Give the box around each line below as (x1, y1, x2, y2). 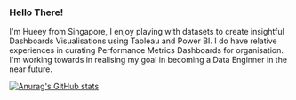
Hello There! (9, 6, 64, 19)
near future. (9, 64, 53, 74)
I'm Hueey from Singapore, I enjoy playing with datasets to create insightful (9, 27, 284, 37)
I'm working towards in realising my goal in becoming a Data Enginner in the (9, 55, 287, 65)
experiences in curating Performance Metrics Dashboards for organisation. (9, 45, 284, 56)
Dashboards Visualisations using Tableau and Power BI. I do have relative (9, 35, 277, 46)
